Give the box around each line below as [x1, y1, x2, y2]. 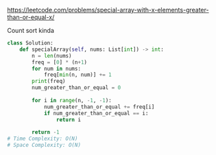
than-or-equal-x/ [7, 13, 55, 21]
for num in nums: [32, 65, 81, 72]
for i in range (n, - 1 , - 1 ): [32, 97, 112, 104]
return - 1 [32, 129, 60, 136]
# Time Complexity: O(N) [7, 135, 78, 143]
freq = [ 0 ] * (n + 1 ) [32, 58, 88, 66]
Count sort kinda [7, 27, 55, 34]
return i [56, 116, 81, 123]
